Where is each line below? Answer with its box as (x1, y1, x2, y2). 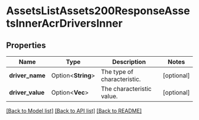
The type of (101, 68, 134, 76)
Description (112, 58, 146, 66)
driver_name (9, 72, 46, 79)
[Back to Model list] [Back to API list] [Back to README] (6, 108, 142, 114)
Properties (6, 40, 46, 50)
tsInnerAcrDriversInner (6, 17, 123, 30)
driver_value (9, 89, 45, 96)
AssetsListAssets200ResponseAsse (6, 4, 191, 18)
